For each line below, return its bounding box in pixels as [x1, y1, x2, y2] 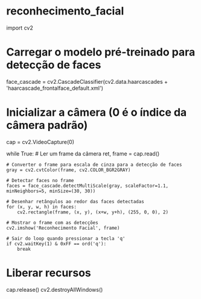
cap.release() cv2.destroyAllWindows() [6, 286, 103, 293]
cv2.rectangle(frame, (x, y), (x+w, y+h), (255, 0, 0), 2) [17, 209, 169, 215]
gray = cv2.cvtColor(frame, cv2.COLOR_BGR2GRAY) [6, 167, 131, 173]
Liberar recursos [6, 266, 92, 280]
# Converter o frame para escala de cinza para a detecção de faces [6, 162, 182, 168]
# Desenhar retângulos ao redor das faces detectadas [6, 198, 145, 204]
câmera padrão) [6, 119, 88, 132]
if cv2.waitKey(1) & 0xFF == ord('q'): [6, 241, 107, 247]
